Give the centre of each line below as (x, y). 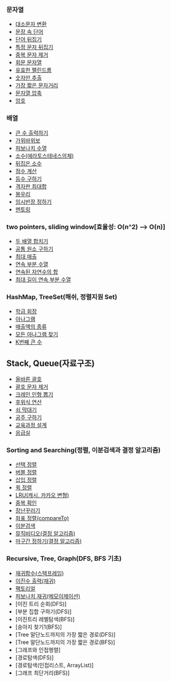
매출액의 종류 (31, 327)
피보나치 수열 (31, 148)
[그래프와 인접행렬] (38, 650)
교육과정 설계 (31, 425)
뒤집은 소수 (28, 163)
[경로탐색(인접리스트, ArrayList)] (54, 665)
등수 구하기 (28, 178)
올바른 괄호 (28, 379)
